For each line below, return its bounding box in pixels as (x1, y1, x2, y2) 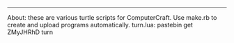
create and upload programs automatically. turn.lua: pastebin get (7, 21, 194, 29)
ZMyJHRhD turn (7, 28, 54, 36)
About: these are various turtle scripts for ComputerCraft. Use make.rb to (7, 14, 217, 21)
